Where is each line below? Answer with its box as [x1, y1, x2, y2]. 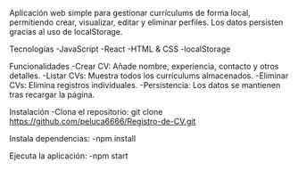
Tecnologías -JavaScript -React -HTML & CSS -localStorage [9, 44, 231, 54]
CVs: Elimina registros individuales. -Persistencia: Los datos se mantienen [9, 80, 281, 90]
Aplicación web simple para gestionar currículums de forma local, [9, 8, 252, 18]
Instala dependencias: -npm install [9, 134, 137, 143]
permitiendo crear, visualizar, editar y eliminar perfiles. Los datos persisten [9, 17, 284, 28]
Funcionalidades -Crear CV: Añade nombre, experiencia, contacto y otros [9, 61, 279, 71]
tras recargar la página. [9, 89, 95, 100]
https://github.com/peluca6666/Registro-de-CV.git [9, 116, 196, 126]
